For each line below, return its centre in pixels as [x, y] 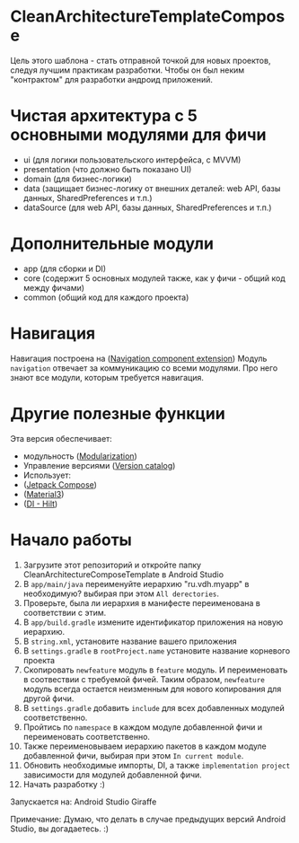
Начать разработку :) [64, 784]
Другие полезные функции [118, 413]
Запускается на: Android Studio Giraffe [84, 802]
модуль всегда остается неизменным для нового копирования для [152, 689]
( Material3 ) [44, 494]
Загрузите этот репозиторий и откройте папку [112, 565]
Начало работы [71, 540]
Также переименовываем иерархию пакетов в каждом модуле [145, 746]
